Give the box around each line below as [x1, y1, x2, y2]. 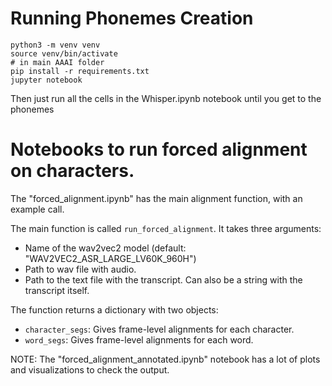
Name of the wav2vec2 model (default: [24, 242, 187, 254]
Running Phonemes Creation [10, 7, 254, 30]
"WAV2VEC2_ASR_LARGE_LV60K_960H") [24, 252, 197, 264]
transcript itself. [24, 284, 90, 296]
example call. [10, 203, 65, 215]
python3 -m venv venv [10, 40, 101, 50]
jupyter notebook [10, 75, 83, 85]
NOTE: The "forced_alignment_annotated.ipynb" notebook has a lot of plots [10, 353, 321, 365]
